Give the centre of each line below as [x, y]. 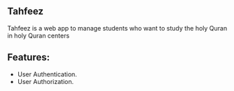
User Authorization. [46, 81]
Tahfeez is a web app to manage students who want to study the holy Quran [117, 28]
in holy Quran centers [39, 35]
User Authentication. [47, 74]
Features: [29, 57]
